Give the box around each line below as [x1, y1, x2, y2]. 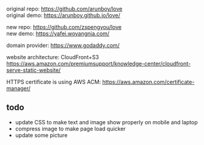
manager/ [6, 85, 31, 92]
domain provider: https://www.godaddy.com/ [6, 42, 120, 49]
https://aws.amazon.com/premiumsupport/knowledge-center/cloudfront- [6, 60, 191, 67]
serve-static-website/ [6, 66, 61, 74]
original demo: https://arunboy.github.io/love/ [6, 12, 121, 19]
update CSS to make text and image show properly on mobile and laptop [15, 118, 198, 126]
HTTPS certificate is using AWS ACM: [6, 79, 101, 85]
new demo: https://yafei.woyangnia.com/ [6, 30, 110, 37]
